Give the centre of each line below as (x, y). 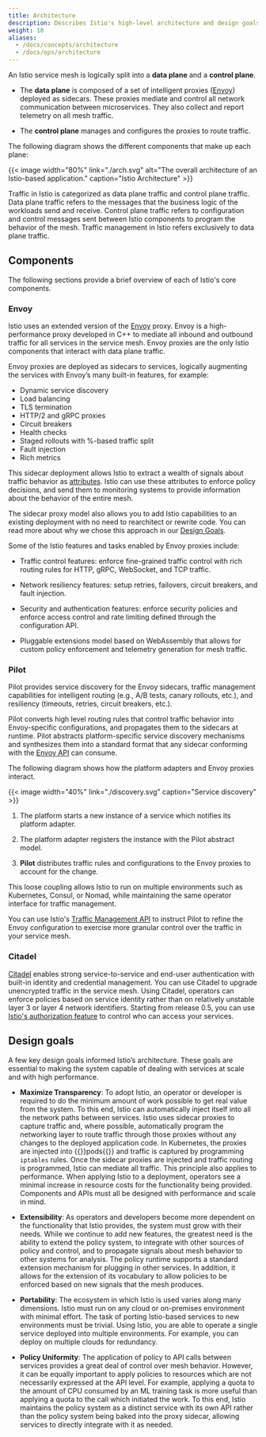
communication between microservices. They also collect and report (132, 107)
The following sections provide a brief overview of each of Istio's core (122, 280)
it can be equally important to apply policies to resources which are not (135, 1374)
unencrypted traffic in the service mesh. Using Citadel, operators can (122, 990)
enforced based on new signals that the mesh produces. (112, 1284)
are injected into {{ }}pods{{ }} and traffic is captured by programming (132, 1151)
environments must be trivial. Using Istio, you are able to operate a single (139, 1325)
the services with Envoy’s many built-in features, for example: (109, 375)
